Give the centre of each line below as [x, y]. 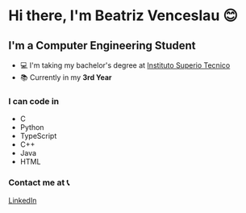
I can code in [34, 101]
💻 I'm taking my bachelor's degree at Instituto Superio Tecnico [125, 65]
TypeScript [38, 136]
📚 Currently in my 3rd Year [66, 77]
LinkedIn [23, 200]
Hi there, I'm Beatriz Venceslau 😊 [123, 16]
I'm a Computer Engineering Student [102, 46]
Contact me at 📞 [39, 182]
